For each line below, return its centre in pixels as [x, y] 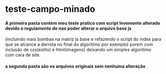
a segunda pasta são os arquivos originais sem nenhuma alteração [75, 66]
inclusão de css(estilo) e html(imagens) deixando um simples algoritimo [78, 50]
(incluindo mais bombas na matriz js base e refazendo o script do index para [83, 39]
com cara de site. [23, 55]
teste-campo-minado [50, 9]
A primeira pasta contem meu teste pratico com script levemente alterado [83, 23]
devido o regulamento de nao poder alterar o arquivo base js [68, 28]
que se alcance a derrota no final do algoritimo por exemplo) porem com [79, 44]
